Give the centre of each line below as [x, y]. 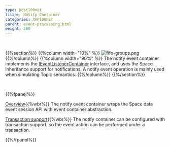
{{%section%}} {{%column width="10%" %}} [53, 53]
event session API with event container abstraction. [59, 109]
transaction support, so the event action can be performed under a [75, 125]
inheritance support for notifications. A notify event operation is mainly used [85, 69]
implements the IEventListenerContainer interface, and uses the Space [79, 64]
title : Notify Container [32, 15]
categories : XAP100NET [29, 19]
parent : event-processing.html [38, 24]
